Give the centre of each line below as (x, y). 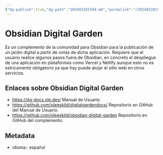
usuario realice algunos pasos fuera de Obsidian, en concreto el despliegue (81, 57)
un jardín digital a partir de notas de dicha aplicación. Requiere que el (74, 52)
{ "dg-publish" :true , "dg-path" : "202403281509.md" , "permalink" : (69, 9)
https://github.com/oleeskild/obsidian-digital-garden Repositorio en (80, 115)
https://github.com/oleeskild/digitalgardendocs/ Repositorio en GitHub (82, 105)
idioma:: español (28, 147)
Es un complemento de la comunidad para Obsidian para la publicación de (79, 47)
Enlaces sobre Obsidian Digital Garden (64, 88)
